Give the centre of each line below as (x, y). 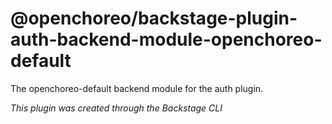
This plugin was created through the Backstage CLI (116, 108)
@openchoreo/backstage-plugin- (154, 18)
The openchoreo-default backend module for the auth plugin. (137, 88)
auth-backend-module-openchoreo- (166, 39)
